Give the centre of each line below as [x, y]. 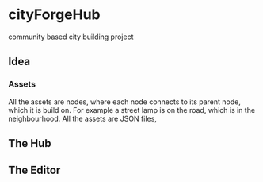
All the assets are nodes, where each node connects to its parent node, [125, 102]
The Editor [34, 170]
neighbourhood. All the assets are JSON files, [82, 118]
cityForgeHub [54, 15]
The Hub [30, 143]
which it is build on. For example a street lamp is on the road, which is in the [132, 110]
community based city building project [71, 37]
